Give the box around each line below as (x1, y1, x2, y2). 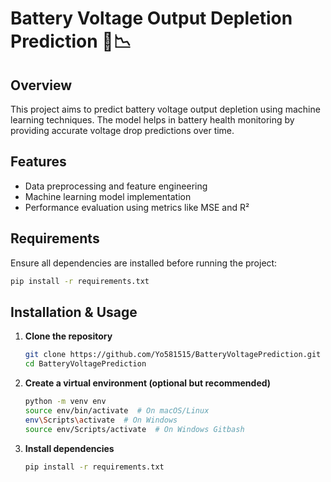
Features (10, 153, 67, 171)
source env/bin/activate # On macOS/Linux (24, 405, 210, 416)
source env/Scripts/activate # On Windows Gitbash (24, 424, 245, 434)
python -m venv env (24, 397, 107, 407)
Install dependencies (24, 442, 115, 454)
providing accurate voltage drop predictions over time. (10, 125, 235, 136)
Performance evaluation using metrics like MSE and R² (24, 201, 250, 213)
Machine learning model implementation (24, 190, 192, 202)
